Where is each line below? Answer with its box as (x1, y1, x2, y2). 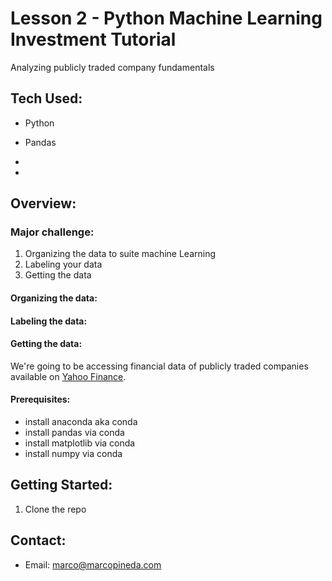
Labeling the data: (10, 315, 88, 327)
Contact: (10, 532, 67, 549)
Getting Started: (10, 477, 113, 494)
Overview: (10, 195, 77, 212)
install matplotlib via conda (24, 437, 136, 449)
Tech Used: (10, 90, 83, 107)
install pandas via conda (24, 427, 125, 439)
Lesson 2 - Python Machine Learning (10, 7, 323, 30)
